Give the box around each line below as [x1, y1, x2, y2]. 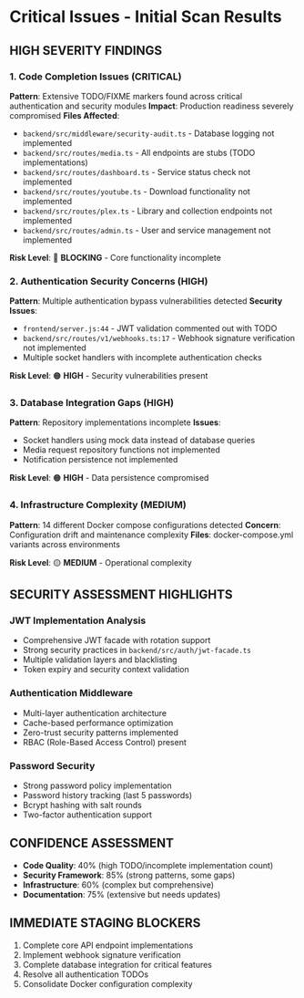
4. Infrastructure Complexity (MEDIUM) [9, 499, 187, 512]
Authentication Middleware [9, 687, 134, 700]
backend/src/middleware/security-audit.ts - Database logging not [22, 128, 275, 139]
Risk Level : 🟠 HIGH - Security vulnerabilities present [9, 370, 208, 381]
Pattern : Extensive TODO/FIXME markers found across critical [9, 90, 243, 101]
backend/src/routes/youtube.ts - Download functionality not [22, 185, 250, 197]
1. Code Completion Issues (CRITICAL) [9, 70, 182, 83]
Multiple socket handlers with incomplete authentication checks [22, 352, 262, 363]
